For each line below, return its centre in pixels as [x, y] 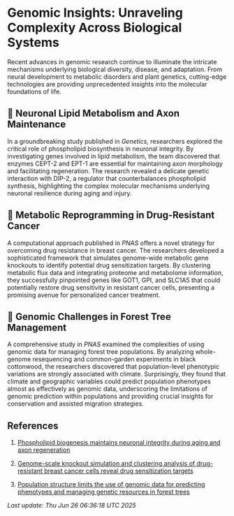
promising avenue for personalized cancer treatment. [84, 295]
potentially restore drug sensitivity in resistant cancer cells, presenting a [111, 287]
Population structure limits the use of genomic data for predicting [111, 485]
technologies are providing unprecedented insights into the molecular [107, 84]
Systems [33, 43]
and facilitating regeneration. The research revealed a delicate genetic [108, 171]
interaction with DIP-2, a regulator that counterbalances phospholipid [107, 178]
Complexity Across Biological [95, 28]
